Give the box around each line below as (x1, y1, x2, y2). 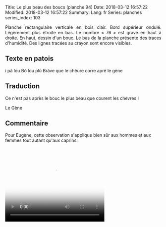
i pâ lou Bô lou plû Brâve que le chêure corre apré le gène (5, 67, 123, 73)
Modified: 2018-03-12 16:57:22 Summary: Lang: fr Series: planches (5, 9, 142, 15)
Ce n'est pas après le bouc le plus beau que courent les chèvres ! (5, 95, 139, 101)
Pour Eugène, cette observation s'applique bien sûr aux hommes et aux (5, 132, 151, 138)
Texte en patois (5, 55, 54, 63)
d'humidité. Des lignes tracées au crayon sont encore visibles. (5, 40, 132, 46)
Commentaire (5, 119, 49, 128)
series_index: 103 (5, 15, 41, 20)
